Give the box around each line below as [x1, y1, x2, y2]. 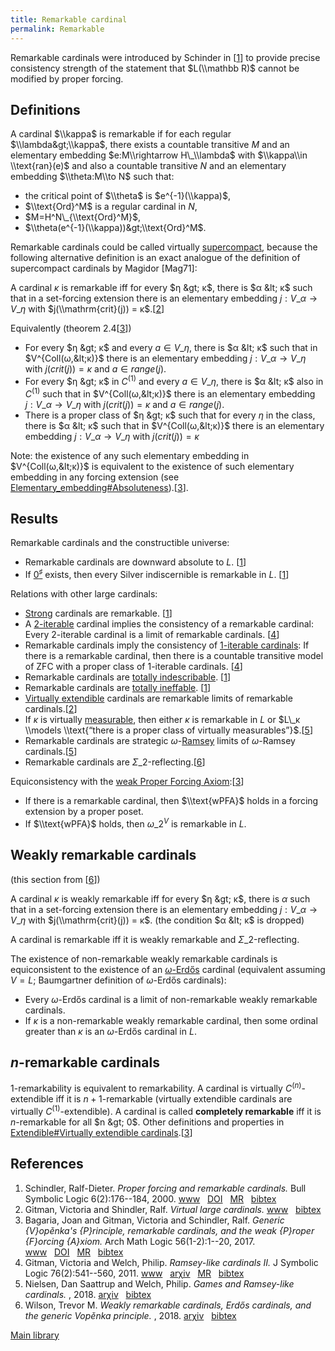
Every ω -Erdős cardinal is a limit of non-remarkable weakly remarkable [24, 993, 318, 1005]
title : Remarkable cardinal [10, 14, 128, 25]
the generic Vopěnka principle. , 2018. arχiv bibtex [24, 1309, 237, 1321]
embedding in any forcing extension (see [10, 471, 180, 483]
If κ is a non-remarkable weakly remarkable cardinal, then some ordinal [24, 1014, 318, 1026]
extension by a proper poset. [24, 806, 144, 818]
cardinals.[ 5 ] [24, 746, 78, 758]
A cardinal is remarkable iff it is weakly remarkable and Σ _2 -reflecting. [10, 933, 300, 945]
